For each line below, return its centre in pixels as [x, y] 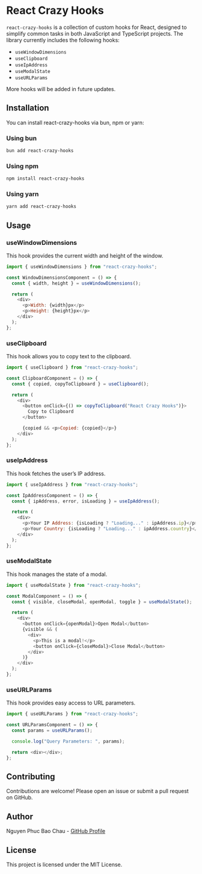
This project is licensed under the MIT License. [64, 864]
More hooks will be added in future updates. [61, 89]
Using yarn [23, 194]
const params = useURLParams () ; [52, 730]
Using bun [22, 138]
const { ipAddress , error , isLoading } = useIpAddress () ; [86, 501]
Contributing [31, 777]
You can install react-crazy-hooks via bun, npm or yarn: [75, 122]
